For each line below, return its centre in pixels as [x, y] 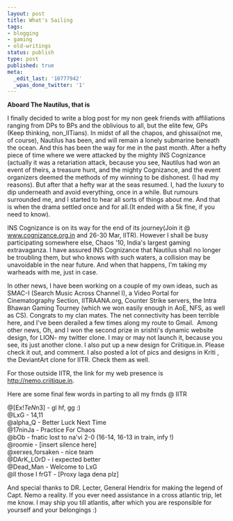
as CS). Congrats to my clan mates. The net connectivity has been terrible [113, 316]
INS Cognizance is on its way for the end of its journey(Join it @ [99, 228]
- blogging [23, 33]
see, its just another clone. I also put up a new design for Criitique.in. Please [116, 345]
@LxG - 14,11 [25, 415]
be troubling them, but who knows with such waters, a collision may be [109, 258]
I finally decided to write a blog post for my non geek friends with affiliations [116, 118]
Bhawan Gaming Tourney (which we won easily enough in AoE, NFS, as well [116, 308]
